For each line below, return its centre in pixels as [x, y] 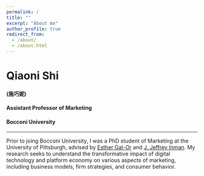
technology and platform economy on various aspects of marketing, [91, 160]
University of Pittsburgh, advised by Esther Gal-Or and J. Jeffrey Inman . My [101, 147]
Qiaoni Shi [32, 76]
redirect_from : [25, 35]
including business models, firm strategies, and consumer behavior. [91, 167]
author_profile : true [34, 29]
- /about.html [29, 46]
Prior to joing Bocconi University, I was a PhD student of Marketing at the [97, 141]
